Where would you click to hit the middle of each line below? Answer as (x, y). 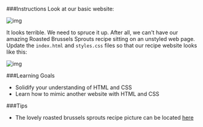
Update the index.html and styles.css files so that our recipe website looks (102, 45)
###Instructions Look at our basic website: (60, 9)
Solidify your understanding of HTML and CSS (74, 87)
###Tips (17, 106)
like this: (17, 52)
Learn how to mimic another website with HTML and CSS (87, 94)
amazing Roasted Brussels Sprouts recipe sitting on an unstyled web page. (101, 39)
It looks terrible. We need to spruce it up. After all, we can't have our (92, 32)
